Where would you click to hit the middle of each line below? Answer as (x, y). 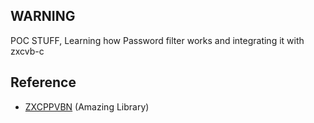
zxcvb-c (27, 51)
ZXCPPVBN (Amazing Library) (87, 106)
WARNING (43, 16)
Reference (43, 82)
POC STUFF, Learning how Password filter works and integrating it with (157, 40)
